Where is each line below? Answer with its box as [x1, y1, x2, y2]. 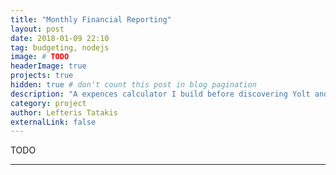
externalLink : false [10, 117, 97, 127]
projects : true [10, 71, 74, 81]
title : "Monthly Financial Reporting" [10, 14, 172, 25]
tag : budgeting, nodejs [10, 42, 110, 53]
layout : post [10, 24, 65, 34]
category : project [10, 98, 87, 108]
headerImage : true [10, 61, 87, 71]
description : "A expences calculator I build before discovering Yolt [10, 89, 311, 99]
